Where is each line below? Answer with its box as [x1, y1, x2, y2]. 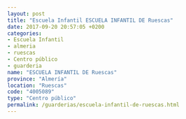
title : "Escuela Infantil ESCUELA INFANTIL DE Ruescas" [7, 17, 173, 24]
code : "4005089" [7, 88, 55, 95]
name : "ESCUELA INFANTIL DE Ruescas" [7, 69, 117, 76]
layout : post [7, 10, 45, 17]
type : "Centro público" [7, 95, 77, 102]
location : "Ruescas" [7, 82, 68, 89]
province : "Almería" [7, 75, 68, 83]
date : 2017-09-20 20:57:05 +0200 [7, 23, 105, 30]
